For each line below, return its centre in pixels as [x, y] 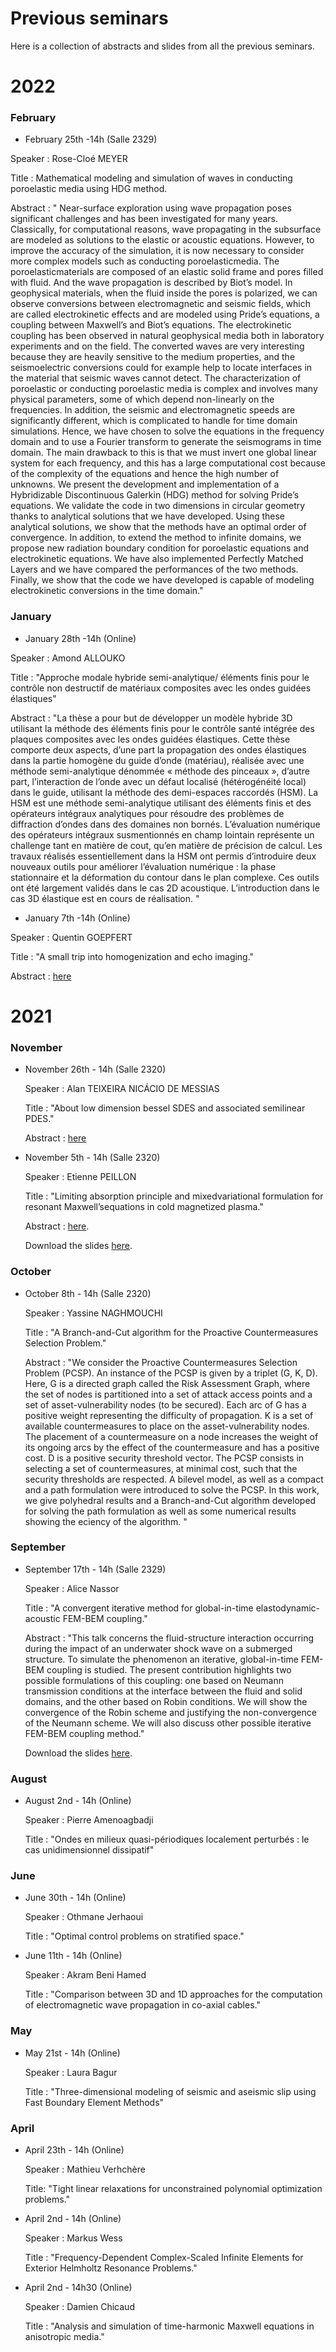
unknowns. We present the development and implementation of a [145, 484]
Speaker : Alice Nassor [72, 1588]
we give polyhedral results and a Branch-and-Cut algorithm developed [170, 1500]
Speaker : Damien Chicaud [79, 2306]
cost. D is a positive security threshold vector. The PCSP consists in [164, 1458]
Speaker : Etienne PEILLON [80, 1177]
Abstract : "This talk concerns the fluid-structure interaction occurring [169, 1638]
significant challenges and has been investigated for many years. [144, 219]
